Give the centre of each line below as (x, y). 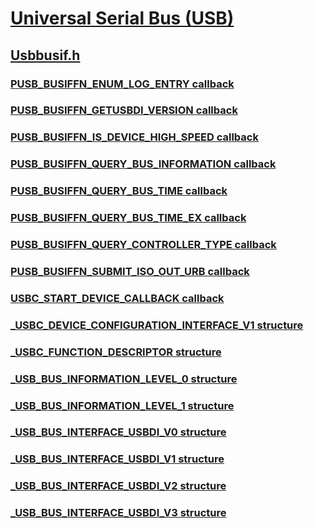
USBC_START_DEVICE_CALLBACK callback (117, 298)
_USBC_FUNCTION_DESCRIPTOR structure (116, 352)
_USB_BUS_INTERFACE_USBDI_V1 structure (117, 459)
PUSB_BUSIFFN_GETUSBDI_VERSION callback (124, 110)
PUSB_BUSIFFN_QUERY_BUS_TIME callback (119, 191)
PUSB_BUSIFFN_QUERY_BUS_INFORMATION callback (143, 164)
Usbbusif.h (45, 55)
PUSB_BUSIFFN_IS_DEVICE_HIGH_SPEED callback (134, 137)
